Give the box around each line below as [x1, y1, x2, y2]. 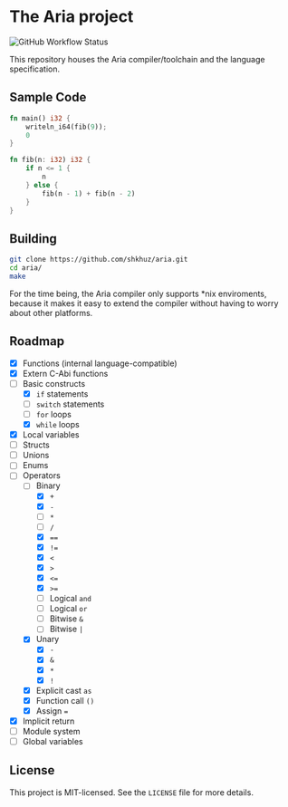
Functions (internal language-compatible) [22, 358, 178, 369]
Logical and [49, 593, 92, 604]
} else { [25, 180, 59, 189]
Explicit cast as [35, 685, 92, 696]
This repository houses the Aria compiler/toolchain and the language [9, 53, 265, 64]
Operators [22, 470, 61, 481]
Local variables [22, 429, 80, 440]
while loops [35, 419, 80, 429]
